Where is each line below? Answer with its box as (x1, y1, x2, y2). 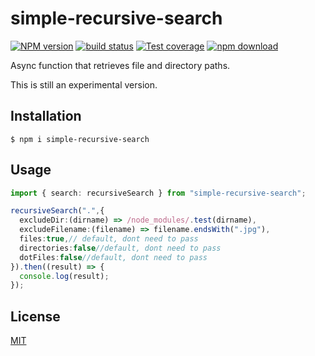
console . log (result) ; (19, 271, 110, 281)
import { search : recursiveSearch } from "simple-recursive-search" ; (10, 188, 307, 198)
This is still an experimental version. (10, 78, 158, 91)
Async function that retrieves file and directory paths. (10, 59, 231, 71)
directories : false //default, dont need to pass (19, 243, 222, 253)
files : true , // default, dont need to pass (19, 234, 199, 244)
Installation (10, 108, 82, 125)
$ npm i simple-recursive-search (10, 134, 150, 144)
